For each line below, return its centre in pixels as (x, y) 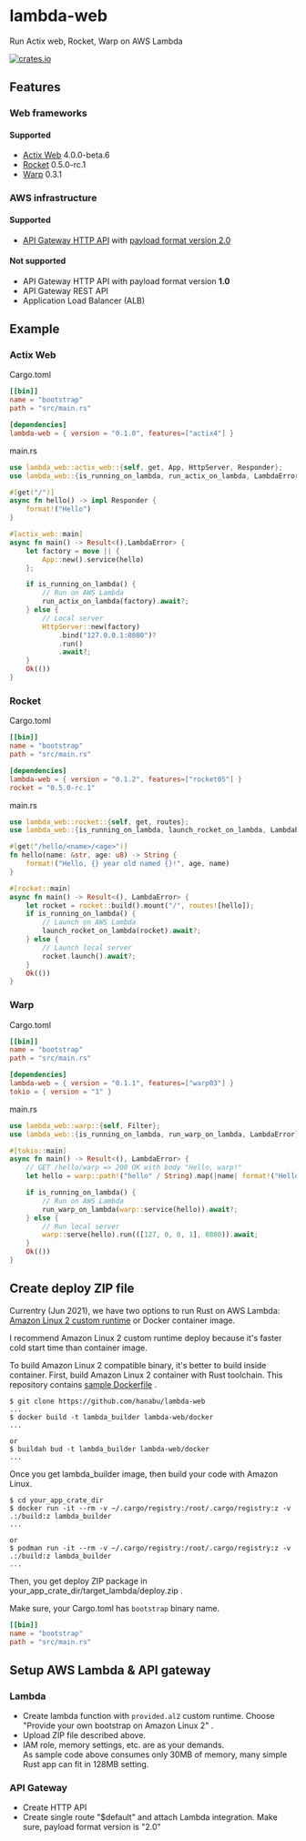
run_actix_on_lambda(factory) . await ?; (116, 602)
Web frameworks (49, 113)
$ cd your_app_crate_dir (56, 1500)
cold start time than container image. (78, 1348)
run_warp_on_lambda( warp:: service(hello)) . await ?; (140, 1209)
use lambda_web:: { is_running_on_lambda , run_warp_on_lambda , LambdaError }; (156, 1134)
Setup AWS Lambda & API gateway (110, 1670)
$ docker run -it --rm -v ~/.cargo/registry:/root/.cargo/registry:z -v (150, 1508)
